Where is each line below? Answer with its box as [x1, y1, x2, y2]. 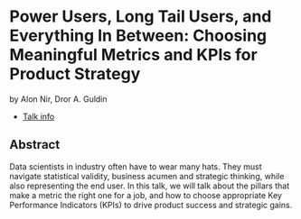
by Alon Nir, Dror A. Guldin [9, 93, 108, 105]
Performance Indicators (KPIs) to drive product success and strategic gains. [9, 199, 293, 210]
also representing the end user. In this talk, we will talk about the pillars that [9, 180, 290, 191]
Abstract [9, 137, 61, 152]
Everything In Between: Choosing [9, 25, 268, 46]
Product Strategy [9, 64, 141, 85]
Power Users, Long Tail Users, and [9, 6, 272, 27]
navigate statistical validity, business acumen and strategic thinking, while [9, 170, 285, 181]
